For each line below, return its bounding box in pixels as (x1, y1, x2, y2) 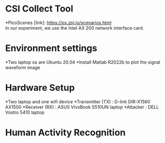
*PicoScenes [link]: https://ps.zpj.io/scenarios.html (5, 20, 112, 26)
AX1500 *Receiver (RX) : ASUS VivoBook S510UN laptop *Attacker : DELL (5, 104, 159, 110)
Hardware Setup (5, 82, 75, 93)
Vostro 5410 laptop (5, 109, 44, 115)
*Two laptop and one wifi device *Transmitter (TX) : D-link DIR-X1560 (5, 98, 150, 104)
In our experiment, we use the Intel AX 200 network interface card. (5, 25, 144, 31)
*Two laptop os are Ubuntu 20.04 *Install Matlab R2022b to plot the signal (5, 59, 160, 65)
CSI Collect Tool (5, 3, 74, 15)
